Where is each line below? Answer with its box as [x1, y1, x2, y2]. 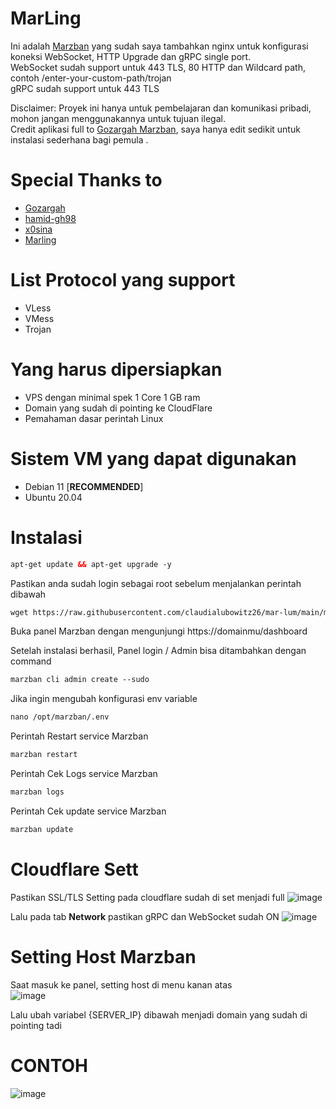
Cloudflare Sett [10, 858, 139, 881]
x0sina [24, 223, 53, 235]
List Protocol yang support [10, 269, 236, 292]
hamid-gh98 [24, 212, 77, 224]
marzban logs [10, 787, 65, 797]
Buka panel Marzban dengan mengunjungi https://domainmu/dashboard [10, 625, 308, 637]
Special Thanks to [10, 169, 163, 192]
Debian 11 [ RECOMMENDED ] [24, 480, 144, 492]
